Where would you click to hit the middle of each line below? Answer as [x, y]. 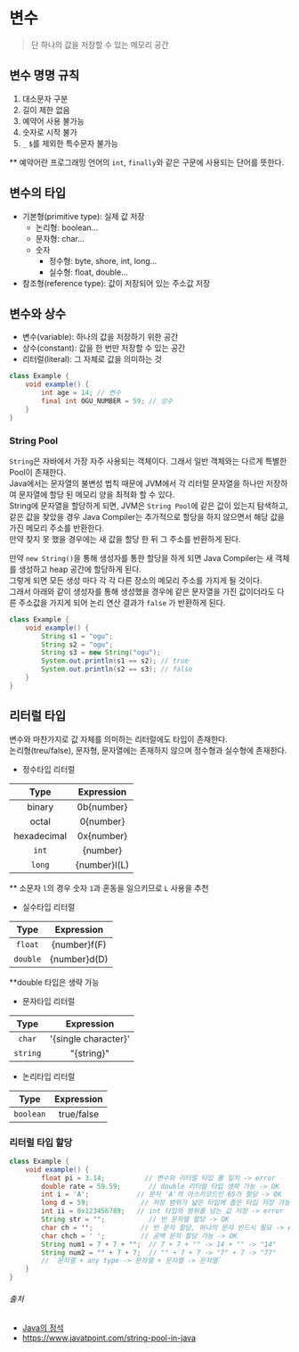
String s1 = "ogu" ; [77, 636]
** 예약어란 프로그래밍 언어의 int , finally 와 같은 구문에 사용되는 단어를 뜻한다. [147, 162]
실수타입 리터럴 [48, 907]
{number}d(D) [79, 959]
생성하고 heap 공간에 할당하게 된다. [80, 569]
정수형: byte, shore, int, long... [103, 260]
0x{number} [102, 836]
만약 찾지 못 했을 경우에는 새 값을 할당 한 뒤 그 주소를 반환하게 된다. [125, 539]
